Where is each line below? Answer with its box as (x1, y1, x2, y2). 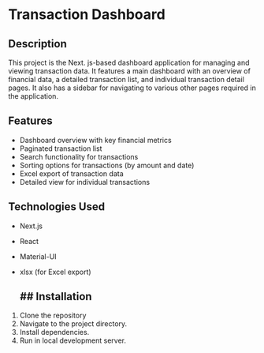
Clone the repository (19, 310, 87, 321)
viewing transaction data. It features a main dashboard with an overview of (8, 66, 251, 76)
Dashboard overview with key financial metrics (19, 135, 172, 145)
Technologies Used (8, 200, 105, 214)
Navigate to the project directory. (19, 319, 128, 329)
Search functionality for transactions (19, 152, 139, 161)
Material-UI (19, 251, 57, 261)
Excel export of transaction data (19, 168, 124, 178)
